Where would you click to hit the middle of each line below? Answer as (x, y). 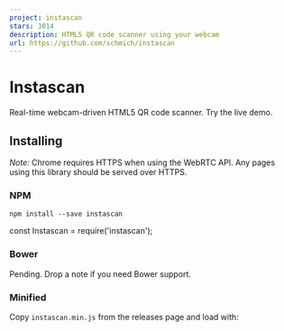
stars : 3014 (32, 26)
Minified (28, 297)
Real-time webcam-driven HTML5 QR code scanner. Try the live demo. (141, 113)
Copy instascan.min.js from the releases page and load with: (124, 317)
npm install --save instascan (66, 214)
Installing (36, 141)
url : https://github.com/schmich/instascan (92, 43)
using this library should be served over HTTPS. (98, 172)
